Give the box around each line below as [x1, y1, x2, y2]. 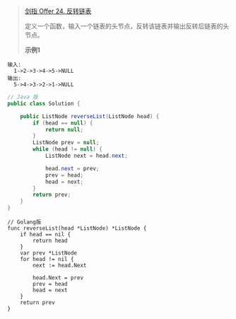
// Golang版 [7, 219, 42, 226]
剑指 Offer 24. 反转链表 [24, 7, 92, 15]
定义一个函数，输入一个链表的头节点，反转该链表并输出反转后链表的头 [24, 22, 230, 30]
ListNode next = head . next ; [45, 152, 129, 159]
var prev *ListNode [20, 250, 78, 257]
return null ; [45, 126, 83, 133]
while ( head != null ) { [33, 146, 102, 153]
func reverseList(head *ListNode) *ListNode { [7, 225, 147, 232]
